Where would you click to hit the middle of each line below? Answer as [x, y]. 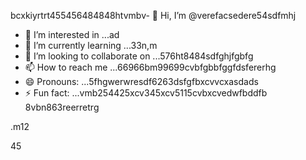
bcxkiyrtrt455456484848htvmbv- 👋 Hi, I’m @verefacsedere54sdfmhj [153, 15]
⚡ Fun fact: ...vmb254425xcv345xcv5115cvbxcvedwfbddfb [146, 93]
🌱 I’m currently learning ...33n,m [91, 45]
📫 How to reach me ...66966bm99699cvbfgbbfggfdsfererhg [150, 67]
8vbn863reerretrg [62, 107]
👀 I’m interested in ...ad [72, 34]
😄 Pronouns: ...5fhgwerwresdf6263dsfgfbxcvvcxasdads [141, 81]
